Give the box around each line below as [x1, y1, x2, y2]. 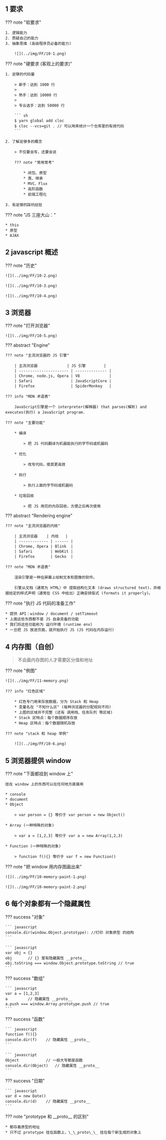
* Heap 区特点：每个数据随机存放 [14, 721, 76, 726]
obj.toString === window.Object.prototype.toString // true [5, 960, 135, 965]
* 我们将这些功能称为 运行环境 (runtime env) [5, 622, 93, 627]
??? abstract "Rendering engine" [5, 513, 73, 519]
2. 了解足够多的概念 [5, 139, 42, 144]
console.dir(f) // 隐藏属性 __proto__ [5, 1037, 91, 1042]
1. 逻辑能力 [5, 30, 28, 35]
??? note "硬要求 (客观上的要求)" [5, 60, 72, 67]
